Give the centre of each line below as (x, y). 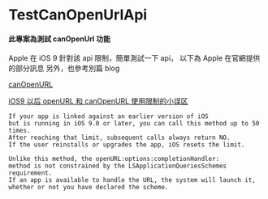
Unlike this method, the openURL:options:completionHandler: (114, 159)
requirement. (30, 173)
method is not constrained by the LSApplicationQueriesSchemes (118, 166)
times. (19, 131)
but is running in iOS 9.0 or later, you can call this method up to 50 (134, 124)
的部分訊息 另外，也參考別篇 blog (64, 68)
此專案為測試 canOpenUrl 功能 (60, 39)
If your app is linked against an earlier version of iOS (108, 116)
